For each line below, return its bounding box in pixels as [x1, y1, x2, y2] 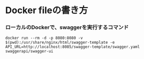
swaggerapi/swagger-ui [5, 49, 53, 54]
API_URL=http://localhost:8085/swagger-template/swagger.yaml [5, 44, 140, 49]
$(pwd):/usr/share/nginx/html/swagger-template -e [5, 40, 115, 45]
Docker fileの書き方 [5, 5, 88, 16]
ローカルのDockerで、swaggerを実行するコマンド [5, 24, 129, 31]
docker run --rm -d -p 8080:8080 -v [5, 36, 83, 41]
